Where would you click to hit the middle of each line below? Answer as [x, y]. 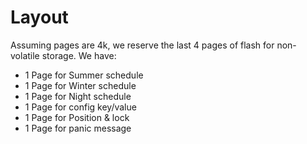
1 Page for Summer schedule [84, 75]
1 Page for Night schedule [78, 96]
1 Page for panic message [78, 128]
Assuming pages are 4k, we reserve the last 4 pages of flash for [142, 45]
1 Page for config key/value [80, 107]
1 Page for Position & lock [77, 117]
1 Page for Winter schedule [80, 85]
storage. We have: [79, 55]
